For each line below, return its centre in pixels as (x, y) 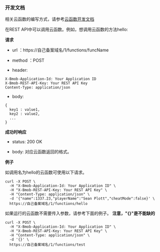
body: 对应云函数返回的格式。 (42, 152)
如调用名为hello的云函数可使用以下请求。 (46, 172)
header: (20, 70)
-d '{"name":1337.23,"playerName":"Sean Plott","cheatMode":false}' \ (82, 199)
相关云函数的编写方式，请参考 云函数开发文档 (50, 19)
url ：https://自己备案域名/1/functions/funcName (60, 50)
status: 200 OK (27, 142)
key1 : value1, (25, 110)
